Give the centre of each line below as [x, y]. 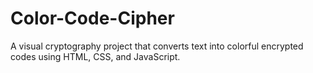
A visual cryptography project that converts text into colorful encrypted [157, 46]
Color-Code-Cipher [92, 18]
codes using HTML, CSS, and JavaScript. [95, 56]
